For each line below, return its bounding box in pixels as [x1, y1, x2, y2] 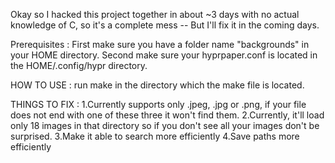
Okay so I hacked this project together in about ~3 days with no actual [10, 9, 300, 20]
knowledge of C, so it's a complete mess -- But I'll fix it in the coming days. [10, 19, 320, 31]
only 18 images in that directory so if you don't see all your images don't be [10, 120, 320, 131]
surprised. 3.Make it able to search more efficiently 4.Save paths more [10, 130, 300, 142]
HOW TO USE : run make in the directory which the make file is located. [10, 79, 305, 91]
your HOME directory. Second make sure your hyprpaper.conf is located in [10, 49, 318, 61]
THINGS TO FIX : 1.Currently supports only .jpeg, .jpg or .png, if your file [10, 99, 307, 110]
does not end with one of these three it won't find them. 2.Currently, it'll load [10, 109, 325, 121]
